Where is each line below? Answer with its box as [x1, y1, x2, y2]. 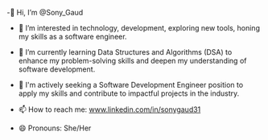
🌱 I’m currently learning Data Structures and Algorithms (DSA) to [18, 47, 233, 56]
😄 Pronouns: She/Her [18, 123, 92, 133]
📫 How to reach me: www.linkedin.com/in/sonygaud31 [18, 105, 201, 114]
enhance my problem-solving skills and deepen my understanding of [18, 56, 247, 65]
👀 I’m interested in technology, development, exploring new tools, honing [18, 23, 260, 32]
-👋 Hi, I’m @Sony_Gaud [6, 8, 84, 17]
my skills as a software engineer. [18, 32, 127, 41]
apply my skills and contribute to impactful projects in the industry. [18, 89, 240, 98]
